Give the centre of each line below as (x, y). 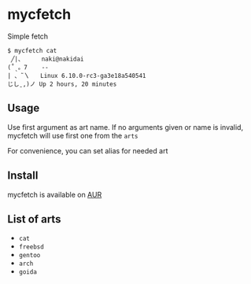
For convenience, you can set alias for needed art (88, 150)
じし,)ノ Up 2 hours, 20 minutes (62, 84)
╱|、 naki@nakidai (47, 59)
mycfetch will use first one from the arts (73, 135)
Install (23, 176)
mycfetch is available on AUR (55, 194)
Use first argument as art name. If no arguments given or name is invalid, (125, 127)
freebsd (31, 247)
